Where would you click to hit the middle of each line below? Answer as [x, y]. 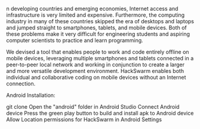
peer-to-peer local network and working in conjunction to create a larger [96, 64]
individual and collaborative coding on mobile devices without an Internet [96, 77]
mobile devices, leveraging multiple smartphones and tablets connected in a [100, 58]
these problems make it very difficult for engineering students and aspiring [98, 34]
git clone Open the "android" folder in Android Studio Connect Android [93, 107]
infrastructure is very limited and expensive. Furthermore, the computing [96, 15]
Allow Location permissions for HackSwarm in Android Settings [84, 119]
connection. [21, 84]
